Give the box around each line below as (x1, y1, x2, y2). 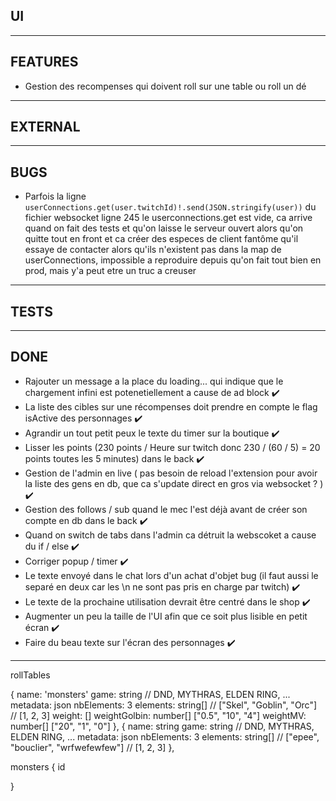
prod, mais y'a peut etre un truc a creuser (24, 265, 197, 277)
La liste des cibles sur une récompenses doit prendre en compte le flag (24, 400, 318, 413)
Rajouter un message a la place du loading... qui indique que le (24, 375, 284, 387)
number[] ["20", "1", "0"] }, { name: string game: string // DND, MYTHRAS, (10, 720, 315, 732)
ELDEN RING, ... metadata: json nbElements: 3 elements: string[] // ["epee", (10, 730, 320, 743)
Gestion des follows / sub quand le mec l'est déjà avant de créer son (24, 503, 308, 515)
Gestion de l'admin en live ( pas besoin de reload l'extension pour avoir (24, 467, 318, 479)
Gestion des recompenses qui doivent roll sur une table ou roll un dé (24, 80, 307, 92)
